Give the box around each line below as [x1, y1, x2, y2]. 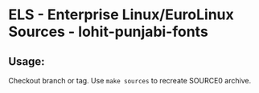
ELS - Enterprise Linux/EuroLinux [8, 6, 235, 24]
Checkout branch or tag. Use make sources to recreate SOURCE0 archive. [8, 76, 252, 85]
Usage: [8, 55, 46, 68]
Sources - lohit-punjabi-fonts [8, 22, 209, 41]
